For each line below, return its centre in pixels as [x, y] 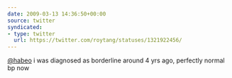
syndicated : [25, 27]
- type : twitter [31, 34]
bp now [18, 68]
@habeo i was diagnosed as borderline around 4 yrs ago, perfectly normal [116, 60]
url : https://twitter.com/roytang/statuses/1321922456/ [98, 40]
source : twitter [31, 21]
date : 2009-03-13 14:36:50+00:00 [57, 14]
